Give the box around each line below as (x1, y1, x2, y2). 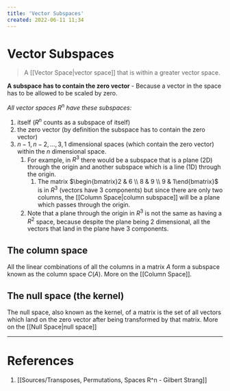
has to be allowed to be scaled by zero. (7, 89, 118, 97)
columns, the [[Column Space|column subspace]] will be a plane (37, 193, 220, 202)
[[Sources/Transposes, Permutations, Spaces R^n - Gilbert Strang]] (16, 375, 207, 384)
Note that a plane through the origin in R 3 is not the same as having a (27, 208, 222, 217)
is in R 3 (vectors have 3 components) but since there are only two (37, 185, 223, 194)
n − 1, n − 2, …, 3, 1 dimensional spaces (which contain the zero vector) (16, 140, 214, 148)
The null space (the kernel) (7, 289, 125, 302)
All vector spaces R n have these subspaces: (7, 102, 132, 112)
